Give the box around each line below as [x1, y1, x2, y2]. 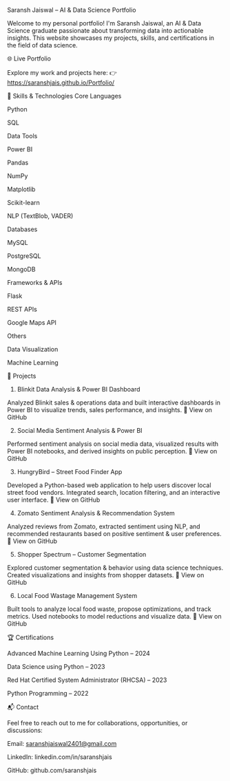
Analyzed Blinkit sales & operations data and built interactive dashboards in [7, 398, 221, 407]
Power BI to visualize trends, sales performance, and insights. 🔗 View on [7, 406, 212, 414]
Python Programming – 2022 [7, 689, 89, 697]
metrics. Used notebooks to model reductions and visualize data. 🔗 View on [7, 612, 222, 620]
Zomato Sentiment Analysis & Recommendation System [17, 509, 176, 517]
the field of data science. [7, 41, 78, 49]
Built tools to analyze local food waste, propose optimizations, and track [7, 605, 211, 613]
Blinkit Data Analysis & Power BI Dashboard [17, 385, 140, 393]
